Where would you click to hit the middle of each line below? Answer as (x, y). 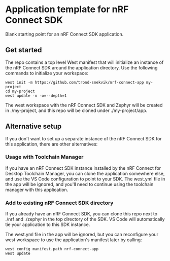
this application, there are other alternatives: (52, 144)
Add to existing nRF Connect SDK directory (59, 203)
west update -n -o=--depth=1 (36, 96)
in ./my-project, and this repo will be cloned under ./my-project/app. (76, 110)
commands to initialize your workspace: (47, 73)
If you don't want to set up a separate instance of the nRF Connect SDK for (83, 138)
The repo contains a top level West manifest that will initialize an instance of (84, 62)
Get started (24, 50)
